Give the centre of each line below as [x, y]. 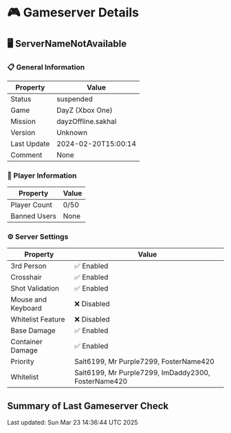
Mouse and [29, 299]
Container [26, 342]
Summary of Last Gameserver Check [88, 406]
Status [21, 98]
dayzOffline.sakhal [86, 121]
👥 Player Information [42, 176]
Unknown [72, 132]
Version [23, 132]
